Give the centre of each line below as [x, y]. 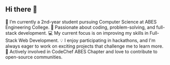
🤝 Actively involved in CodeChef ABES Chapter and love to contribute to [81, 51]
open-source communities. [34, 57]
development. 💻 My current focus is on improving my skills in [83, 33]
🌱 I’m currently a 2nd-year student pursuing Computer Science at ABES [81, 21]
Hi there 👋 [21, 9]
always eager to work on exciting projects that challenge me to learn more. [84, 46]
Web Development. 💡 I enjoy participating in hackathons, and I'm [87, 40]
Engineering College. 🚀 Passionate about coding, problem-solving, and [80, 27]
